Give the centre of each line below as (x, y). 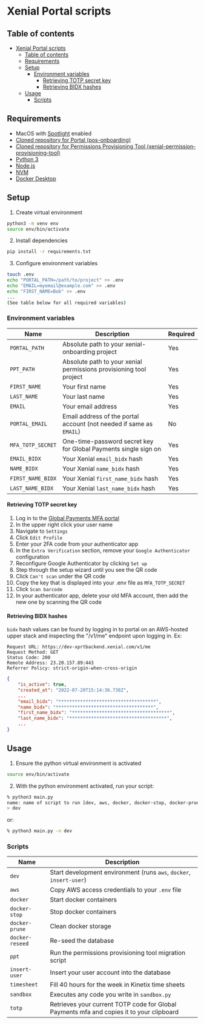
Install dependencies (42, 240)
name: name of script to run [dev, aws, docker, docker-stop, (87, 802)
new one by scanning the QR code (59, 602)
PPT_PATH (22, 369)
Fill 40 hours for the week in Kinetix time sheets (117, 985)
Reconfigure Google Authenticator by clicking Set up (81, 563)
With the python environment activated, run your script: (85, 786)
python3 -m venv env (33, 223)
